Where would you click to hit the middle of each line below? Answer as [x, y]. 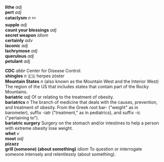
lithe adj [13, 7]
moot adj [14, 139]
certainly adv [19, 40]
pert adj [13, 12]
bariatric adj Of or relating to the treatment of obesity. [59, 97]
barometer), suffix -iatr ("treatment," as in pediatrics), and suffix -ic [73, 113]
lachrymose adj [21, 51]
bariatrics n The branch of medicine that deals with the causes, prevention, [81, 102]
